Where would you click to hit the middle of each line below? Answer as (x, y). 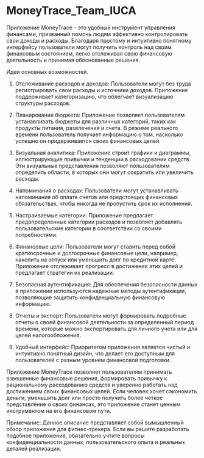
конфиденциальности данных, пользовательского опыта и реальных (96, 442)
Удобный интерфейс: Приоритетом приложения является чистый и (103, 347)
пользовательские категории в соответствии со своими (88, 228)
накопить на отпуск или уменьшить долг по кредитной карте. (96, 260)
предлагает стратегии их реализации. (65, 272)
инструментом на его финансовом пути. (59, 410)
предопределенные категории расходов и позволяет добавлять (99, 222)
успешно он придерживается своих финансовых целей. (88, 140)
